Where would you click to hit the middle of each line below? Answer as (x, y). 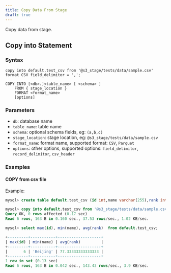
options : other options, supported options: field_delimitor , (75, 148)
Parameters (20, 110)
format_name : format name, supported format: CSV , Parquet (74, 143)
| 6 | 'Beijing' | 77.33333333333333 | (54, 252)
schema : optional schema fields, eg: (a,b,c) (58, 132)
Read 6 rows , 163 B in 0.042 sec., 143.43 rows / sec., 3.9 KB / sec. (77, 266)
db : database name (32, 121)
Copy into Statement (39, 45)
